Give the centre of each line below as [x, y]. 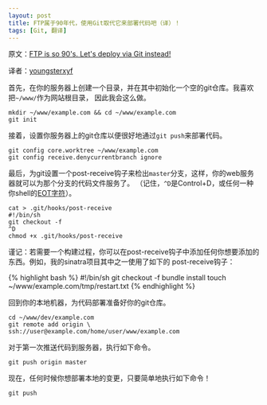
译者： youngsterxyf [41, 71]
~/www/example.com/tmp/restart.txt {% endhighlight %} [102, 286]
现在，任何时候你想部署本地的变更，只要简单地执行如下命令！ [110, 378]
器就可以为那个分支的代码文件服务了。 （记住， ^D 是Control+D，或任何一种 [131, 183]
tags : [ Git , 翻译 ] [37, 30]
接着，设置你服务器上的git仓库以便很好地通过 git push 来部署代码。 [118, 135]
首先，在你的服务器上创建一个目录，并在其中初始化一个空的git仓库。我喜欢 [131, 88]
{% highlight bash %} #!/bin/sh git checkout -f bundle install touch [117, 278]
